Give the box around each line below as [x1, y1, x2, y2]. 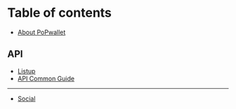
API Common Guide [17, 74, 75, 82]
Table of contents [7, 5, 112, 21]
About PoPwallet [17, 28, 66, 36]
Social [17, 94, 36, 103]
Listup [17, 66, 36, 75]
